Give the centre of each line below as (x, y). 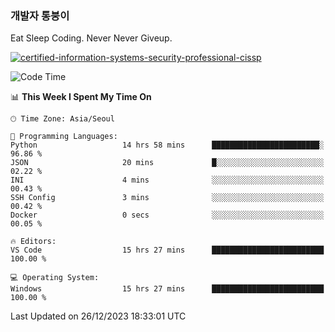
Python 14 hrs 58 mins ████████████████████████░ (167, 145)
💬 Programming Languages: (64, 137)
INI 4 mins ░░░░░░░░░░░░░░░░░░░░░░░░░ (167, 180)
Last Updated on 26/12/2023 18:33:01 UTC (98, 316)
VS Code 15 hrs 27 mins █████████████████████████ (167, 250)
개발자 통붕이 (40, 15)
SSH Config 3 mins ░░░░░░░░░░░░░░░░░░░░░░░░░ (167, 198)
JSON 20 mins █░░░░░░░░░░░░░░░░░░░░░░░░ (167, 163)
